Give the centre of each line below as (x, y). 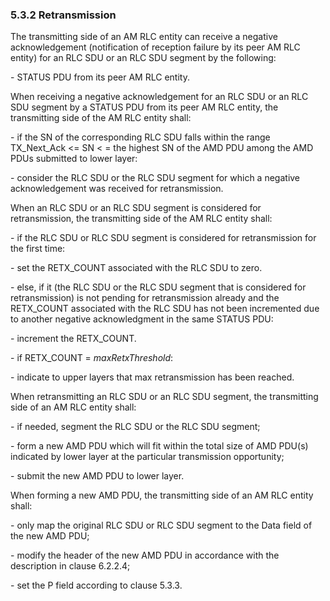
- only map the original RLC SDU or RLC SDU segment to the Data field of (161, 525)
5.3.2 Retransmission (63, 15)
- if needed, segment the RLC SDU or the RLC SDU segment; (135, 427)
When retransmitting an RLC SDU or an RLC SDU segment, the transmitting (164, 397)
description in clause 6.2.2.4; (70, 566)
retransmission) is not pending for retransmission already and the (145, 298)
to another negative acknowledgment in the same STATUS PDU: (142, 319)
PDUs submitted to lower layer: (74, 159)
